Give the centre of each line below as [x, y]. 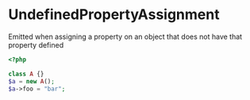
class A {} [26, 74]
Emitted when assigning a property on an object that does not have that [125, 37]
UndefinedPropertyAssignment [114, 15]
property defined [36, 44]
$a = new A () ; [32, 81]
